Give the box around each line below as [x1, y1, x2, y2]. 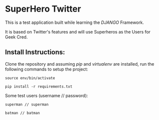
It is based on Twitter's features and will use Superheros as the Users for [5, 29, 151, 34]
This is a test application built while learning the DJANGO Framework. [5, 19, 144, 25]
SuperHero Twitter [5, 3, 81, 15]
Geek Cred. [5, 34, 28, 40]
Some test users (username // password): [5, 92, 88, 98]
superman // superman [5, 102, 49, 107]
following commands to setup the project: [5, 66, 88, 72]
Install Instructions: [5, 48, 65, 56]
